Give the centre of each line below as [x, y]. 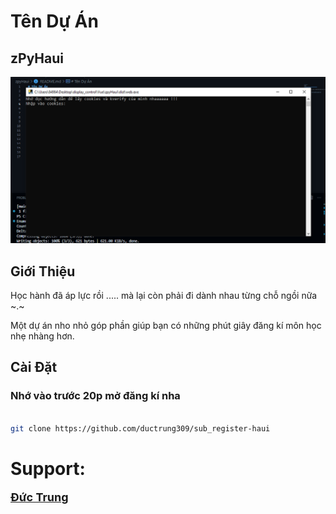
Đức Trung [39, 497]
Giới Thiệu [43, 271]
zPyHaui [37, 58]
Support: [48, 468]
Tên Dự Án [54, 21]
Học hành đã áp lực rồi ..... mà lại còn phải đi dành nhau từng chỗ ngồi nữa [164, 296]
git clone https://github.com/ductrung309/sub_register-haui [140, 428]
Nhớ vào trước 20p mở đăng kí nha [95, 396]
